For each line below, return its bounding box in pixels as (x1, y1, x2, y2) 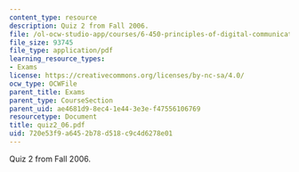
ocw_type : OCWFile (9, 79, 77, 88)
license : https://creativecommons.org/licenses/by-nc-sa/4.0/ (9, 71, 245, 80)
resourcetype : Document (9, 112, 98, 121)
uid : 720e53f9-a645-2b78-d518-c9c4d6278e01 (9, 129, 174, 138)
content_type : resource (9, 12, 98, 22)
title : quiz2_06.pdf (9, 121, 86, 130)
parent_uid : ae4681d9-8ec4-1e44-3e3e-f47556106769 (9, 104, 201, 113)
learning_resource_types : (9, 54, 105, 63)
